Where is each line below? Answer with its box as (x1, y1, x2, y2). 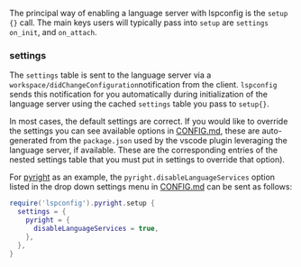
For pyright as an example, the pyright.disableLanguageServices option (9, 171, 276, 183)
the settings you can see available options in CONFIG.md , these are (9, 125, 260, 136)
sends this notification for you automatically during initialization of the (9, 89, 269, 100)
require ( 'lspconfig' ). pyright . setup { (9, 198, 155, 208)
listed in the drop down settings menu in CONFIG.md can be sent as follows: (9, 181, 293, 192)
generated (9, 135, 48, 146)
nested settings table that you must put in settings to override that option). (9, 154, 286, 165)
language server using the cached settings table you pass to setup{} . (9, 98, 269, 109)
